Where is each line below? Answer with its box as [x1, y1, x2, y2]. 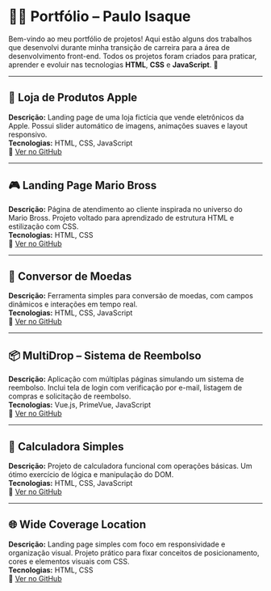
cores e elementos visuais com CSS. [8, 556, 130, 566]
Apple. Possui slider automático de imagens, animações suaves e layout [8, 120, 248, 130]
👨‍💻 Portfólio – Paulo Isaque [8, 7, 191, 26]
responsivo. [8, 129, 48, 139]
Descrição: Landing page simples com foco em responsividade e [8, 539, 226, 549]
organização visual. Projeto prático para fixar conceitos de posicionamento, [8, 547, 260, 557]
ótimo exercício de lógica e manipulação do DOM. [8, 470, 174, 479]
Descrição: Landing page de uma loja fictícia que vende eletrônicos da [8, 112, 244, 122]
